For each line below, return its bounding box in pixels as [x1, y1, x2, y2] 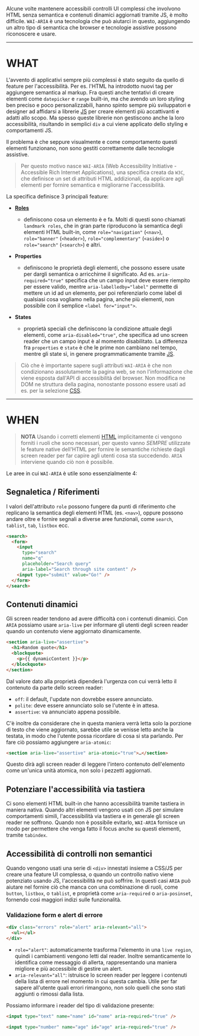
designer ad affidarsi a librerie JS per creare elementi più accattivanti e [6, 108, 179, 115]
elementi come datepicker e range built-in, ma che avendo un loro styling [6, 95, 185, 102]
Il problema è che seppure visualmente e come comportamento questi [6, 138, 178, 145]
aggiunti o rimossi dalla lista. [14, 990, 85, 997]
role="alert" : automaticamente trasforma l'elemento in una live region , [14, 946, 193, 953]
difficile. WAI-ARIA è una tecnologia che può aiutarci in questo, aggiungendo [6, 18, 191, 24]
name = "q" [21, 555, 44, 561]
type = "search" [21, 549, 57, 556]
